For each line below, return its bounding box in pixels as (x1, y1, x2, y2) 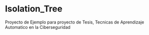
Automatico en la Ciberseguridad (5, 24, 71, 30)
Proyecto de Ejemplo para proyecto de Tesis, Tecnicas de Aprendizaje (5, 19, 145, 25)
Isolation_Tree (5, 3, 63, 14)
